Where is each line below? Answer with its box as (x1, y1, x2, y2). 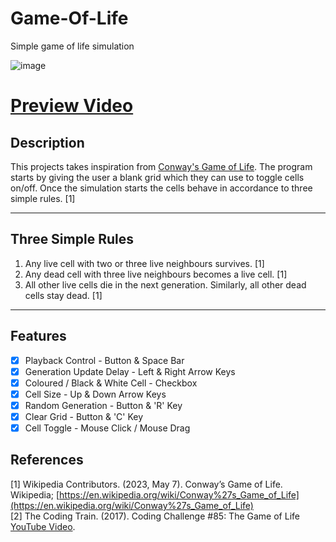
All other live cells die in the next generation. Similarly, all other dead (24, 278, 307, 291)
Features (10, 328, 67, 345)
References (10, 452, 84, 469)
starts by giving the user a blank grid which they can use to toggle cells (10, 171, 305, 183)
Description (10, 134, 85, 151)
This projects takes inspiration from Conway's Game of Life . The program (10, 160, 313, 172)
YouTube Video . (10, 520, 76, 532)
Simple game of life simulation (10, 40, 135, 52)
